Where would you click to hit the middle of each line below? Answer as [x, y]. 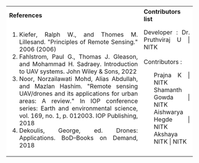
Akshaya [166, 134]
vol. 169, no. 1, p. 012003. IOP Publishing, [78, 116]
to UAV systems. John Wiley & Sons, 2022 [78, 71]
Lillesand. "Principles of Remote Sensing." [78, 42]
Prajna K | [172, 75]
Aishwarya [168, 112]
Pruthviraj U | [167, 40]
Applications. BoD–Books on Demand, [78, 138]
